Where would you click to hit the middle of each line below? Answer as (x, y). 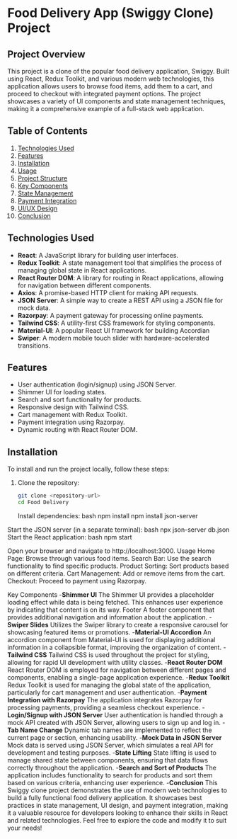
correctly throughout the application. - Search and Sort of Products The (112, 767)
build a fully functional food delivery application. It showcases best (105, 798)
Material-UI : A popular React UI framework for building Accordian (114, 330)
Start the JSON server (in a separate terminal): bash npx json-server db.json (118, 530)
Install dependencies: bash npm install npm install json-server (108, 516)
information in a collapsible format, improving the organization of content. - (117, 647)
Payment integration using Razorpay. (71, 422)
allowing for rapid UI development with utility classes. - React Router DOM (115, 662)
